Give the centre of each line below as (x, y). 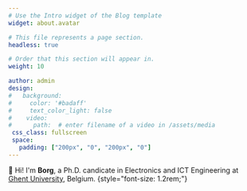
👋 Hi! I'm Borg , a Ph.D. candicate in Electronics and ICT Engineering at (123, 170)
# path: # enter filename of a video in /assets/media (112, 125)
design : (21, 88)
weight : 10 (26, 67)
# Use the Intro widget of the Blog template (85, 16)
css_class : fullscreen (49, 133)
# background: (35, 95)
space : (23, 140)
